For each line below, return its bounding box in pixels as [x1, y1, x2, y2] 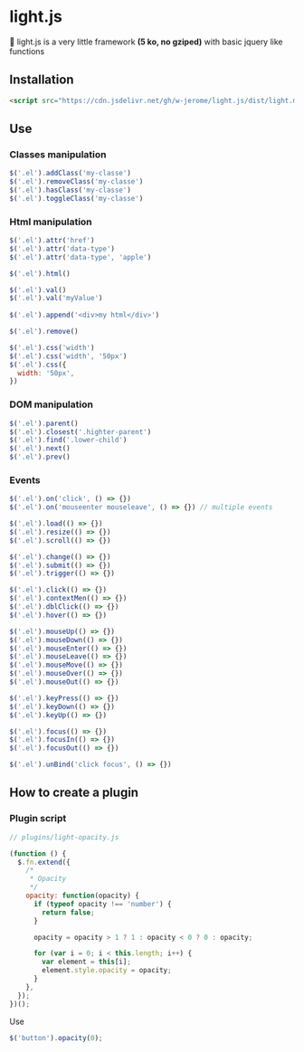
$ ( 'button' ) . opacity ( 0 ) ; [9, 1033, 103, 1042]
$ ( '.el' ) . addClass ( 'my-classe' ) [9, 169, 131, 178]
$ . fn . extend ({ [17, 858, 71, 867]
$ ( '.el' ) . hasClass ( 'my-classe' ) [9, 185, 131, 195]
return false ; [42, 907, 95, 917]
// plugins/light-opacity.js [9, 832, 119, 842]
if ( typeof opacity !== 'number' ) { [33, 899, 172, 908]
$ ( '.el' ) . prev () [9, 452, 71, 462]
